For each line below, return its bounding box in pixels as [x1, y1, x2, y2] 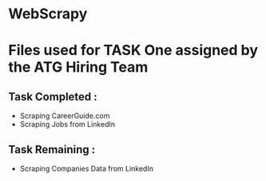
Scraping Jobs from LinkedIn [19, 120, 116, 129]
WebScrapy [8, 5, 88, 23]
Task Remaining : [8, 143, 96, 156]
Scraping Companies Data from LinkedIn [19, 164, 154, 173]
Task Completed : [8, 89, 97, 104]
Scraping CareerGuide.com [19, 111, 110, 120]
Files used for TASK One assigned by [8, 41, 258, 60]
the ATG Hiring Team [8, 58, 149, 77]
